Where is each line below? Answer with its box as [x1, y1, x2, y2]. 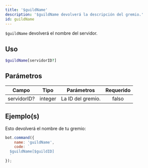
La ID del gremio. [61, 95, 101, 102]
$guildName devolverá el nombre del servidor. [5, 30, 98, 36]
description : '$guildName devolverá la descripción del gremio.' [5, 12, 144, 17]
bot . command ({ [5, 135, 35, 140]
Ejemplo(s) [5, 112, 40, 120]
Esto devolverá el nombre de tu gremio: [5, 125, 86, 131]
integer [39, 95, 56, 102]
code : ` [14, 144, 30, 149]
